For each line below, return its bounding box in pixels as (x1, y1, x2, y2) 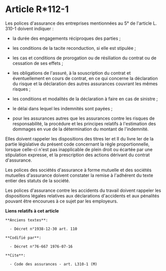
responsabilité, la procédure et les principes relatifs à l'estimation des (12, 120, 156, 126)
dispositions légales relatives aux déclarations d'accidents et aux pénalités (5, 192, 159, 198)
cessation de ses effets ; (12, 60, 64, 66)
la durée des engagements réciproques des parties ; (12, 35, 121, 41)
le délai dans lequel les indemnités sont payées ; (12, 105, 113, 111)
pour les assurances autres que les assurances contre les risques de (12, 115, 155, 121)
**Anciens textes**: (5, 218, 49, 223)
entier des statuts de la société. (5, 177, 70, 183)
